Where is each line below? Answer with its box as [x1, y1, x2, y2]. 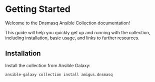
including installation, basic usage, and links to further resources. [5, 35, 139, 41]
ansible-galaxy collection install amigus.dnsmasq [5, 72, 113, 77]
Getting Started [5, 3, 71, 15]
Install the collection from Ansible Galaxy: [5, 62, 91, 68]
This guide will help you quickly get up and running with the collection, [5, 29, 150, 35]
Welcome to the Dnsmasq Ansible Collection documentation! [5, 20, 130, 26]
